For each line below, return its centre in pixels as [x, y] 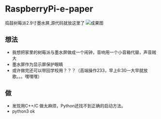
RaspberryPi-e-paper [49, 9]
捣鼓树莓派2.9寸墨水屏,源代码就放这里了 [45, 23]
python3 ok [23, 111]
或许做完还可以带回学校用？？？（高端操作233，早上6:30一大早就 [78, 70]
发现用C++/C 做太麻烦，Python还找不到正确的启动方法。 [69, 105]
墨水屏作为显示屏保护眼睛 [37, 64]
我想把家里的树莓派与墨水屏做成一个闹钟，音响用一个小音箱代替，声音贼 [84, 52]
